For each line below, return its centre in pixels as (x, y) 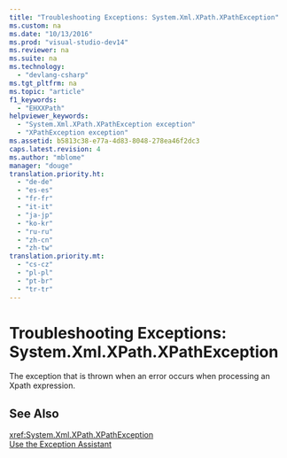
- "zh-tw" (35, 248)
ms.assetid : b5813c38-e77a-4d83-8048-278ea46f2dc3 (105, 141)
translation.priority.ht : (57, 174)
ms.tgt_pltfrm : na (43, 83)
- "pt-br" (35, 281)
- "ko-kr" (35, 223)
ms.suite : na (33, 58)
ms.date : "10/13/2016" (51, 34)
